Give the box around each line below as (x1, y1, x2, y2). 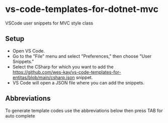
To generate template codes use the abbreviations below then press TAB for (5, 107, 163, 113)
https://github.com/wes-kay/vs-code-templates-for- (12, 69, 122, 75)
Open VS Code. (12, 47, 45, 53)
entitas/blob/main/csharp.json (12, 74, 75, 80)
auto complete (5, 112, 35, 118)
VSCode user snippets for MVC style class (5, 20, 94, 26)
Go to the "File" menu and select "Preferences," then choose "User (12, 53, 152, 59)
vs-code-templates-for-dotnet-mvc (5, 3, 158, 15)
